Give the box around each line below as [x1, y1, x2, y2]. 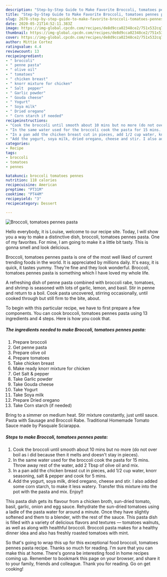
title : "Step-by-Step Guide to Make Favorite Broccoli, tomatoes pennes [5, 12, 159, 17]
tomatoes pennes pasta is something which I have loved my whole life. [5, 270, 150, 276]
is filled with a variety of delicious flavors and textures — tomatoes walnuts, [5, 519, 160, 525]
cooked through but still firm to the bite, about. [5, 295, 101, 301]
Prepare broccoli [12, 339, 47, 345]
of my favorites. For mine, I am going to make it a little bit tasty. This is [5, 239, 148, 245]
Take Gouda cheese [12, 381, 54, 387]
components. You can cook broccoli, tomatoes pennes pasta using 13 [5, 310, 148, 316]
